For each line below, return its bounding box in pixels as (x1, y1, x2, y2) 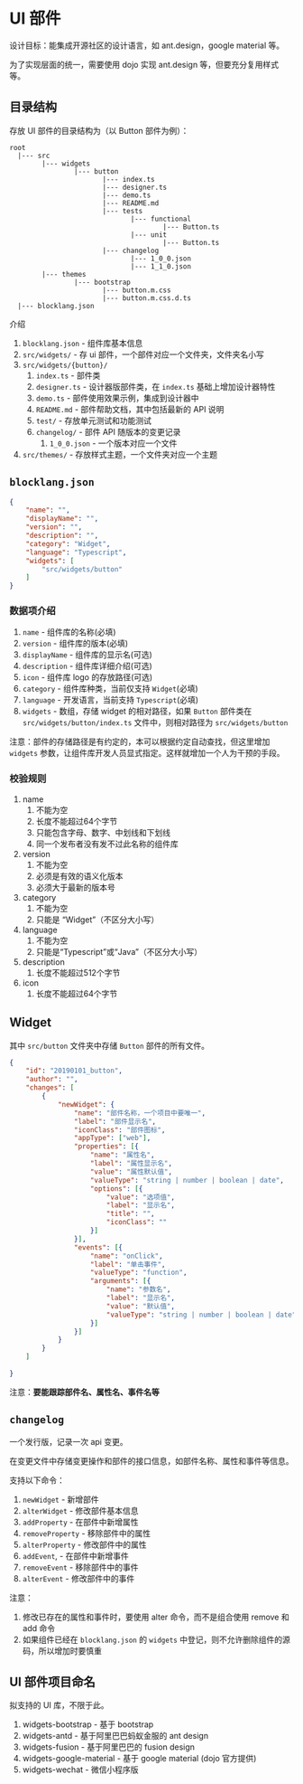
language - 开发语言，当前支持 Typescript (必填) (22, 694, 199, 705)
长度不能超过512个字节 (35, 967, 121, 977)
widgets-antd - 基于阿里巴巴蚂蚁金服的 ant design (22, 1731, 209, 1742)
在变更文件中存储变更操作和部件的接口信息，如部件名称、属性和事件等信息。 (9, 1455, 294, 1466)
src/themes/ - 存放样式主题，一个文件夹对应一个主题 (22, 448, 218, 459)
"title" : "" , (106, 1209, 155, 1219)
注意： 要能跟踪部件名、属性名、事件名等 (9, 1386, 160, 1397)
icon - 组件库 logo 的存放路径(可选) (22, 672, 153, 683)
